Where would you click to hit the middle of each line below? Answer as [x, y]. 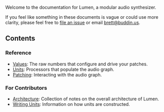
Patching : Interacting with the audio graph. [57, 74]
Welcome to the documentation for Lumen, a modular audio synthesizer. [81, 7]
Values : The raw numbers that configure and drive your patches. [80, 64]
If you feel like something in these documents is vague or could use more [82, 17]
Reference [18, 53]
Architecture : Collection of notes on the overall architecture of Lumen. [86, 99]
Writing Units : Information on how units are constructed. [71, 104]
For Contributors [26, 88]
